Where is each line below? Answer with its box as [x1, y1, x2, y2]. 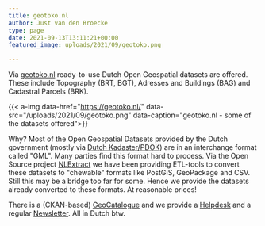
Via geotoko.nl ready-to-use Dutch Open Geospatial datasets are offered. [8, 70, 248, 79]
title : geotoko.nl [8, 11, 69, 20]
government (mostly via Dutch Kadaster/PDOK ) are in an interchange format [8, 143, 257, 152]
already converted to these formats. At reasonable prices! [8, 185, 197, 194]
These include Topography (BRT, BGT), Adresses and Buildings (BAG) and [8, 79, 251, 88]
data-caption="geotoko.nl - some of [132, 110, 252, 120]
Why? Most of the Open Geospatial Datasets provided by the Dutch [8, 134, 229, 144]
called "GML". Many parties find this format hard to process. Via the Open [8, 151, 249, 161]
